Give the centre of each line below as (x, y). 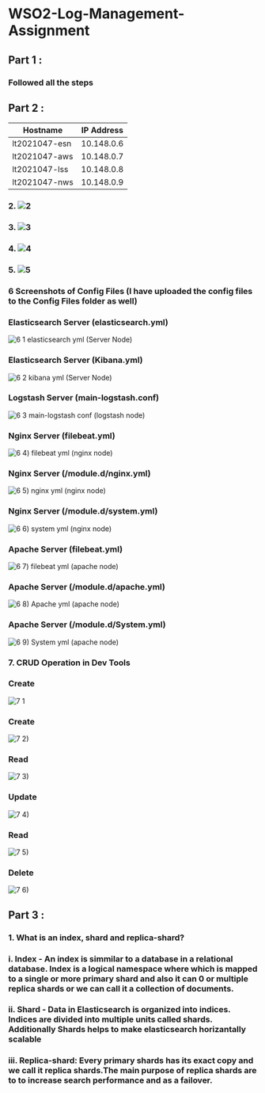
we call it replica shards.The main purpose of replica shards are (132, 1071)
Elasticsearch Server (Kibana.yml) (76, 360)
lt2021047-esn (42, 143)
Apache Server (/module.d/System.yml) (87, 625)
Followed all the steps (51, 82)
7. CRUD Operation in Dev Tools (69, 663)
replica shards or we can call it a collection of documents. (121, 988)
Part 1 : (25, 60)
